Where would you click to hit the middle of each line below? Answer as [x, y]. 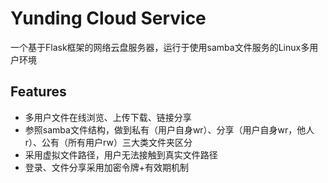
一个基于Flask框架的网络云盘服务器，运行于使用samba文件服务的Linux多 [160, 47]
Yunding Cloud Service [108, 18]
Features [38, 92]
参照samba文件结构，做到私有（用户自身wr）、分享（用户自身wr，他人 [169, 129]
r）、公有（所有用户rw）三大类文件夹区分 [108, 142]
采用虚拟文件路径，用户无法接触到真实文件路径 [121, 154]
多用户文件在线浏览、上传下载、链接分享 [108, 117]
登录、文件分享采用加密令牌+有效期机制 [107, 167]
